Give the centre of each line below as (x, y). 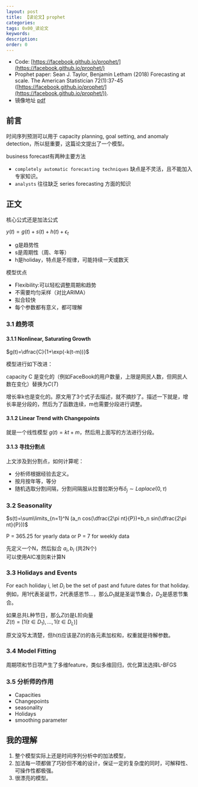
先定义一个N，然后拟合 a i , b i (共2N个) (51, 549)
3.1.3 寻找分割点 (26, 447)
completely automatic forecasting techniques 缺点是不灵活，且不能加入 (103, 169)
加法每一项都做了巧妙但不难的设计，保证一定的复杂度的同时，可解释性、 (103, 763)
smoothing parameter (41, 720)
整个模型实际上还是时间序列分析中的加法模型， (72, 756)
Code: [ (24, 61)
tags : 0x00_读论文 (27, 28)
